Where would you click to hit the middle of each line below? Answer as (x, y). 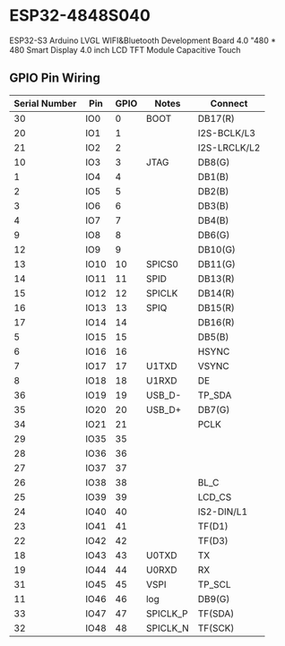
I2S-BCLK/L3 (226, 133)
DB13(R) (216, 279)
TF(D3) (213, 540)
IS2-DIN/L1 (223, 512)
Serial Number (45, 103)
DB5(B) (213, 337)
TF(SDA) (216, 613)
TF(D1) (213, 526)
